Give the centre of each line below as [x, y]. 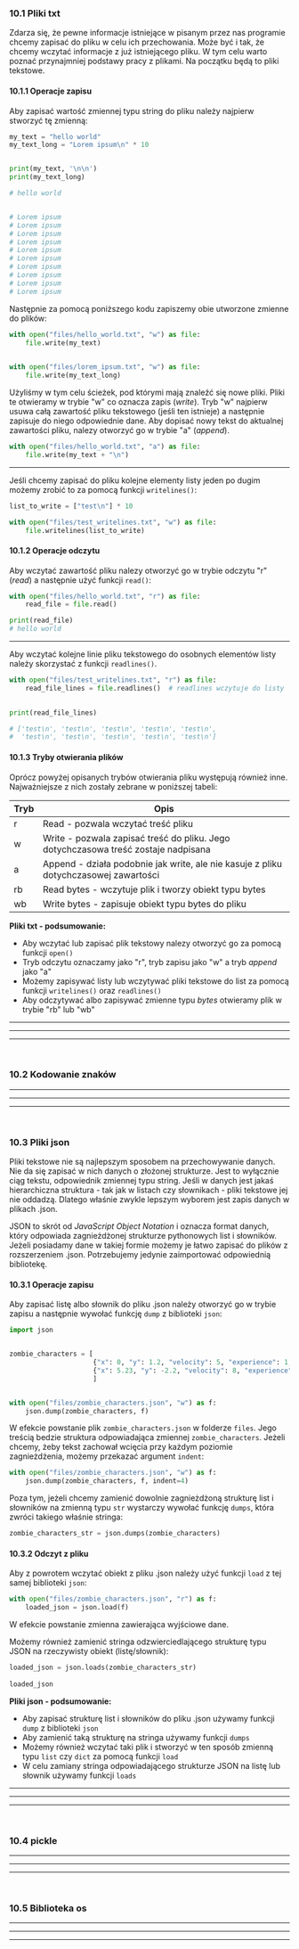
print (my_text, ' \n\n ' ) [53, 169]
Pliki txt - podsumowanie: [58, 926]
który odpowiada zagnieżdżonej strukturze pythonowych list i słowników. [143, 1236]
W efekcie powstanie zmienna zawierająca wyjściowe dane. [119, 1625]
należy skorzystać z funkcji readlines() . [83, 664]
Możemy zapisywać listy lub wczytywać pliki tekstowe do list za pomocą [155, 981]
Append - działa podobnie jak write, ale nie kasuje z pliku [163, 864]
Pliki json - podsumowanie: [61, 1701]
